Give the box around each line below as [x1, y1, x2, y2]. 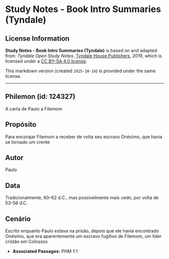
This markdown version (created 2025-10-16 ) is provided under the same [5, 68, 156, 74]
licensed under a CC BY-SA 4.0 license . [5, 58, 88, 64]
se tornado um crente [5, 139, 50, 145]
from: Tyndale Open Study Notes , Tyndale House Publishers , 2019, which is [5, 53, 162, 59]
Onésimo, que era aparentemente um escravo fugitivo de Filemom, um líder [5, 233, 162, 239]
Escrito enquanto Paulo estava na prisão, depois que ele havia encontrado [5, 228, 159, 234]
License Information [5, 34, 69, 43]
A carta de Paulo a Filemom [5, 105, 62, 111]
